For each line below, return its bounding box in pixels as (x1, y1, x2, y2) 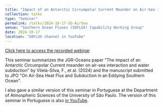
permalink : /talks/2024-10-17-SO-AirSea (5, 20, 88, 26)
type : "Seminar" (5, 16, 38, 21)
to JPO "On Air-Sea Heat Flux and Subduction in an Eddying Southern (5, 72, 145, 78)
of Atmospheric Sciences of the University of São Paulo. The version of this (5, 92, 156, 98)
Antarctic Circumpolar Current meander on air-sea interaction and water (5, 62, 149, 68)
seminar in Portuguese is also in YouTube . (5, 97, 89, 103)
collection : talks (5, 12, 42, 17)
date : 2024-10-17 (5, 30, 40, 35)
